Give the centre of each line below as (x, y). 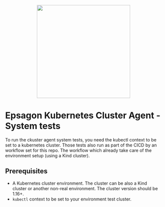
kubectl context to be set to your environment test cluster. (72, 199)
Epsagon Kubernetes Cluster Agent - (83, 115)
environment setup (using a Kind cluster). (47, 155)
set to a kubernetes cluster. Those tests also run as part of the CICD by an (81, 145)
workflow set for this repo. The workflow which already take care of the (79, 150)
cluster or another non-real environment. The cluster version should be (85, 188)
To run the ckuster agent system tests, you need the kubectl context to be (81, 139)
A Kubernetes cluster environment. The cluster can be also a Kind (80, 183)
